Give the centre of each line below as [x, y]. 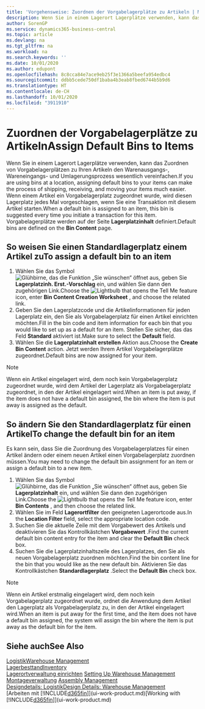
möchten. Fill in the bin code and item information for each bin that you [103, 323]
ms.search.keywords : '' [37, 57]
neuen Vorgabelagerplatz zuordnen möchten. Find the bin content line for [107, 558]
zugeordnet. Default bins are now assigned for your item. [86, 355]
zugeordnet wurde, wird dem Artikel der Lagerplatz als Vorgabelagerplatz [99, 386]
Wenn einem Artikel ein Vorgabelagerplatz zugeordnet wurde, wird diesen [99, 195]
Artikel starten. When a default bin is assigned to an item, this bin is [90, 208]
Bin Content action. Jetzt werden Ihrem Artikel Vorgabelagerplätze [99, 349]
